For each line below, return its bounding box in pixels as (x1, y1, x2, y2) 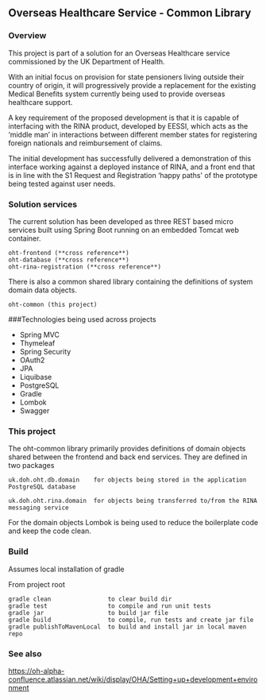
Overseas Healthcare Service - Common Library (8, 6, 252, 20)
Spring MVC (19, 330, 60, 339)
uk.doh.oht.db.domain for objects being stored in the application (8, 476, 247, 484)
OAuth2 (19, 355, 45, 365)
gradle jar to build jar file (8, 609, 169, 617)
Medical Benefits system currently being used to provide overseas (8, 89, 226, 99)
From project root (8, 579, 65, 589)
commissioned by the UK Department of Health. (8, 56, 165, 66)
